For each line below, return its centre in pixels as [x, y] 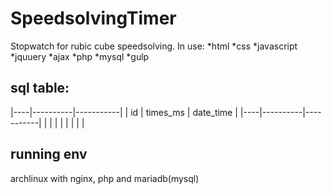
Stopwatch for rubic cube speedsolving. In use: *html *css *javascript [154, 46]
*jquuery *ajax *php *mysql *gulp [80, 56]
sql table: [40, 88]
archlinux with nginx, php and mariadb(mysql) [105, 178]
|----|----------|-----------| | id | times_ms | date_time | [124, 112]
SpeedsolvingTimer [93, 18]
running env [49, 154]
